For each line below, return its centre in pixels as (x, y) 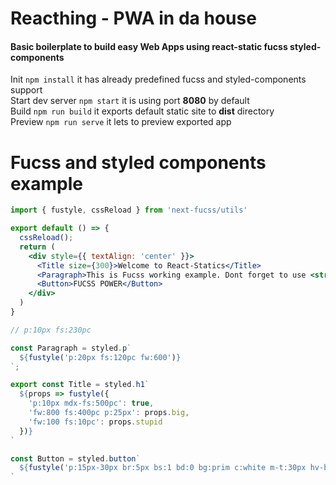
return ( (37, 247)
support (26, 90)
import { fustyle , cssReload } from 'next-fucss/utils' (129, 210)
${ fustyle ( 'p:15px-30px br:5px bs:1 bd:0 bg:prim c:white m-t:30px (163, 468)
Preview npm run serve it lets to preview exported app (121, 122)
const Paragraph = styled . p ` (71, 348)
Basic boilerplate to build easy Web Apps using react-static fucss (149, 46)
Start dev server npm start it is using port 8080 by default (130, 101)
